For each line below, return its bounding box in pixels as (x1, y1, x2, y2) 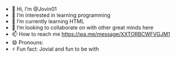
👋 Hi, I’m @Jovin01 (11, 6, 57, 12)
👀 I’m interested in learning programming (11, 12, 110, 19)
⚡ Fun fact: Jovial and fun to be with (11, 45, 99, 52)
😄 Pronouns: (11, 39, 44, 46)
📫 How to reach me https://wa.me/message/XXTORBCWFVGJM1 (11, 31, 170, 37)
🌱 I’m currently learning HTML (11, 18, 84, 24)
